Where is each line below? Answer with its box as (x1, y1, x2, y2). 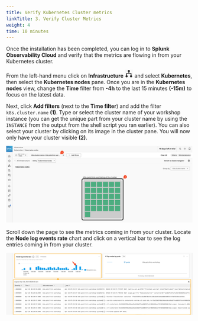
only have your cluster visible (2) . (6, 134, 87, 142)
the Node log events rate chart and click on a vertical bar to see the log (6, 235, 181, 242)
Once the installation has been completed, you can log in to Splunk (6, 45, 170, 53)
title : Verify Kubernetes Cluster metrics (6, 9, 112, 15)
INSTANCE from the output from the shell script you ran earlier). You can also (6, 121, 190, 129)
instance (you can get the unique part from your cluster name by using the (6, 115, 187, 123)
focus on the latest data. (6, 91, 66, 98)
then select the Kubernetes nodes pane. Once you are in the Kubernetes (6, 79, 186, 86)
